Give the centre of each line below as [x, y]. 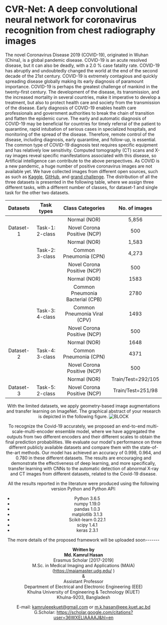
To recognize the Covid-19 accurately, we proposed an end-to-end [77, 426]
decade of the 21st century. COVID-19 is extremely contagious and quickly [81, 76]
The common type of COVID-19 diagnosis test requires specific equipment [82, 145]
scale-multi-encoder [33, 431]
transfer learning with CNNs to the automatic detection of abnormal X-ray [83, 468]
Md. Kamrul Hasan [83, 555]
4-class [46, 317]
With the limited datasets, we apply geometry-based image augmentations [83, 406]
